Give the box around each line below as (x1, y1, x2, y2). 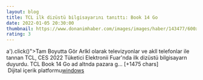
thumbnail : (6, 25, 34, 32)
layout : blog (6, 8, 39, 15)
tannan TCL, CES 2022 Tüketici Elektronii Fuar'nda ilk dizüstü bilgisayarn (6, 54, 187, 61)
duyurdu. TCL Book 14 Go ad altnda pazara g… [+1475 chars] (6, 61, 159, 68)
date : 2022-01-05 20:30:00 (6, 20, 74, 26)
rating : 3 (6, 31, 31, 37)
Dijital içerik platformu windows (7, 67, 85, 74)
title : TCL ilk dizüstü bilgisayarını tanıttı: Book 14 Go (6, 14, 158, 20)
